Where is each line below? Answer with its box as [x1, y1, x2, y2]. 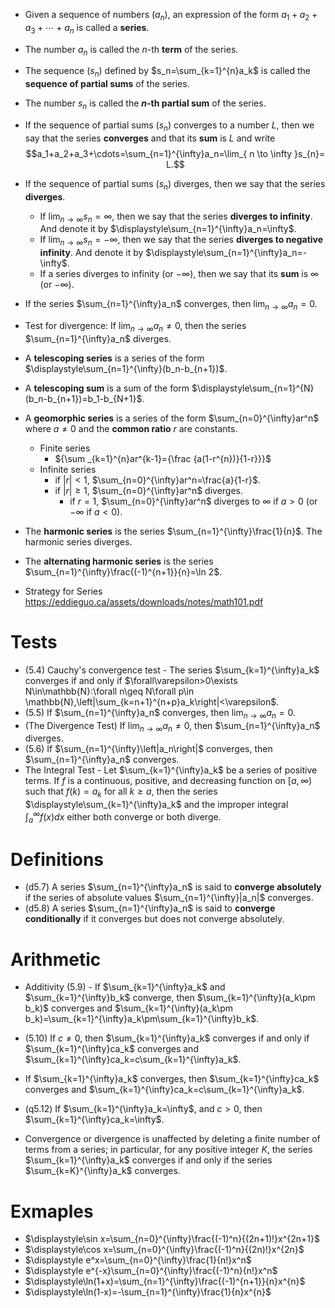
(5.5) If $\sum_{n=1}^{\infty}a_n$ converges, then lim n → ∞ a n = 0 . [24, 706, 297, 721]
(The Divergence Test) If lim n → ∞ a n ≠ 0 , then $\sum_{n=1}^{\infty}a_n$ [24, 719, 321, 734]
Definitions [10, 848, 105, 871]
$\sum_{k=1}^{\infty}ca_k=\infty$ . [24, 1114, 165, 1126]
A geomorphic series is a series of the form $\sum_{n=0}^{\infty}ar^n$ [24, 412, 320, 424]
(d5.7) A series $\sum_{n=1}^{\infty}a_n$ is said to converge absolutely [24, 881, 322, 893]
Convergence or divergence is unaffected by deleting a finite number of [24, 1133, 321, 1145]
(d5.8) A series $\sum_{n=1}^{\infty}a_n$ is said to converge [24, 902, 276, 914]
